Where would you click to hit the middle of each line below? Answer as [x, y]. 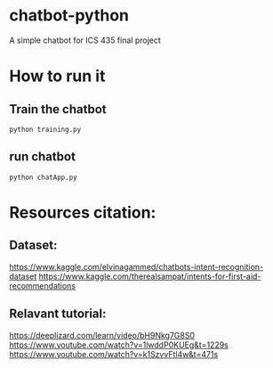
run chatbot [42, 157]
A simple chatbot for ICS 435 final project [85, 40]
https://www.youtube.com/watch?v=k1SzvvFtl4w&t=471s [114, 354]
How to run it [57, 76]
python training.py [45, 129]
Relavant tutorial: [58, 314]
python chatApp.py [43, 177]
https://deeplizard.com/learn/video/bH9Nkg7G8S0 [102, 335]
